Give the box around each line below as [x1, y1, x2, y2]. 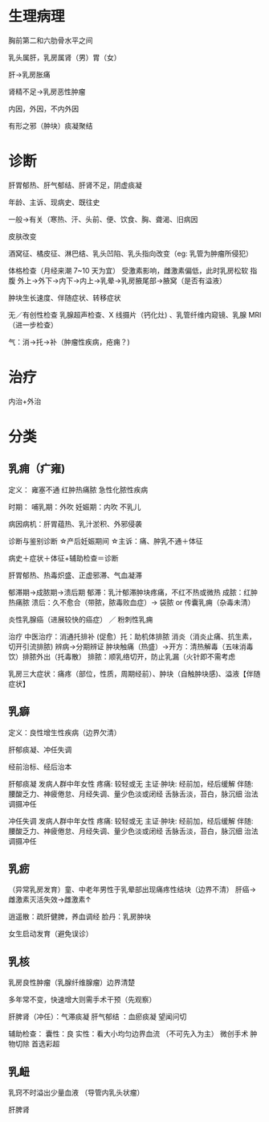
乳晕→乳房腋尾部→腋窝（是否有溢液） [100, 275, 227, 286]
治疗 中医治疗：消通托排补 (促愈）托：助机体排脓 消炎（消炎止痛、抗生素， [8, 631, 256, 641]
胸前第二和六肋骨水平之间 [8, 35, 93, 45]
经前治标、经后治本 [8, 762, 72, 771]
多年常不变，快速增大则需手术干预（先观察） [8, 995, 157, 1005]
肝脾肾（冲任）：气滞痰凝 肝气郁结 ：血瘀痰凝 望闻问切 [8, 1012, 187, 1021]
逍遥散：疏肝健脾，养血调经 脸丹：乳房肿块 [8, 912, 151, 922]
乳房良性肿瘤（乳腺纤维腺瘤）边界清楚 [8, 978, 135, 988]
